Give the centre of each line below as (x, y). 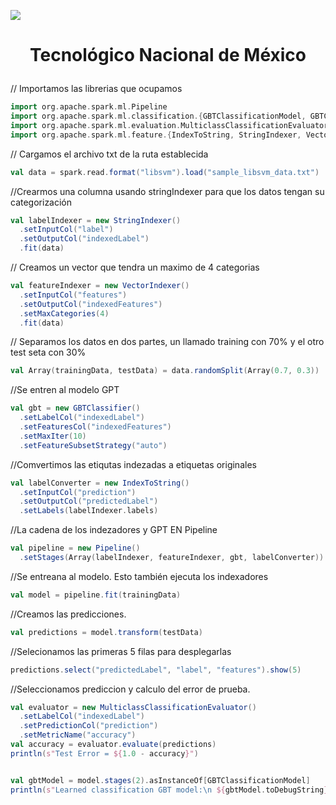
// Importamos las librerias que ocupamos (96, 89)
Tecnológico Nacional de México (168, 55)
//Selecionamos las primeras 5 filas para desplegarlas (121, 651)
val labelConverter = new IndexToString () (100, 483)
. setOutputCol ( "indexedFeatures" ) (91, 304)
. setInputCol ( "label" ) (66, 230)
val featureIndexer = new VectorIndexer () (100, 286)
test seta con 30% (48, 352)
